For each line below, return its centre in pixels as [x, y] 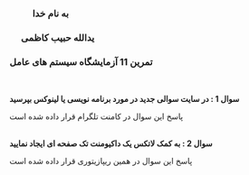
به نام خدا [51, 14]
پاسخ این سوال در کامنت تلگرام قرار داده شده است [96, 116]
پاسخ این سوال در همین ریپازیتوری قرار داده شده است [101, 161]
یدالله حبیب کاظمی [58, 37]
